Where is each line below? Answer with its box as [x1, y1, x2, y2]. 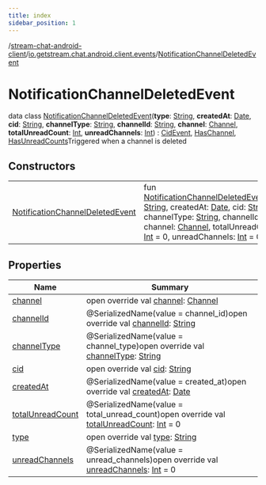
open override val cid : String [85, 363, 192, 374]
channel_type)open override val [85, 341, 204, 352]
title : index [8, 11, 51, 20]
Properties [8, 258, 62, 271]
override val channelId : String [85, 318, 196, 329]
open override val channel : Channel [85, 295, 218, 306]
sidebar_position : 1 [8, 19, 77, 27]
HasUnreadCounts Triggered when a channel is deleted [8, 136, 188, 146]
